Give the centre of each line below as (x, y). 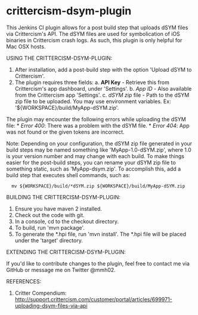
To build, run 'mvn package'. (50, 227)
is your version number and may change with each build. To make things (95, 156)
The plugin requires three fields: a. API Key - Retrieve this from (92, 82)
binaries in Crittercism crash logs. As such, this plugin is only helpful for (94, 40)
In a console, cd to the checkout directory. (67, 221)
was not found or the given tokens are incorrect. (65, 132)
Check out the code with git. (49, 215)
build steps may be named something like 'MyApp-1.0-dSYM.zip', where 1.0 (99, 150)
